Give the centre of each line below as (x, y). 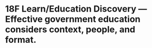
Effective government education (73, 19)
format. (21, 40)
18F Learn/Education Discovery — (76, 9)
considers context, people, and (70, 30)
